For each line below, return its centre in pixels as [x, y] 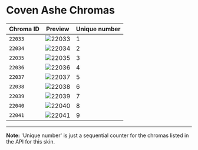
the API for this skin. [30, 141]
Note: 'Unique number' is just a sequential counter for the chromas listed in [98, 135]
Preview [58, 29]
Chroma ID [24, 29]
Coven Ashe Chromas [60, 10]
